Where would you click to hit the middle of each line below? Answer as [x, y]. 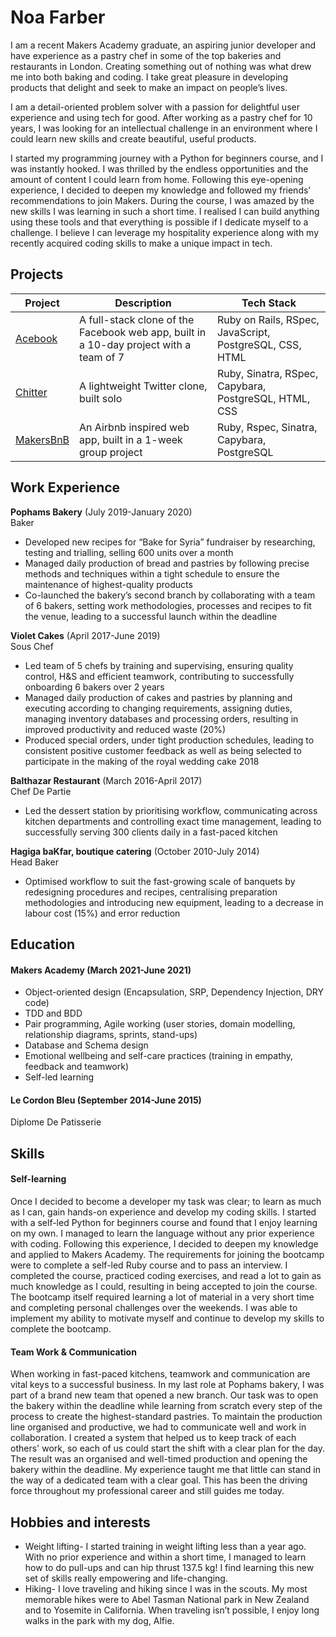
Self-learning [38, 1179]
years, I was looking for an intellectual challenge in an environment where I [164, 128]
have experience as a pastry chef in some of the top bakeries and [146, 55]
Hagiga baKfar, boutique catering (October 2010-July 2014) [135, 851]
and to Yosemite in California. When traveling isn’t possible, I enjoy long [172, 1610]
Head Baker [34, 862]
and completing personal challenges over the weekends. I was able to [154, 1307]
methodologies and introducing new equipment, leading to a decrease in [174, 902]
